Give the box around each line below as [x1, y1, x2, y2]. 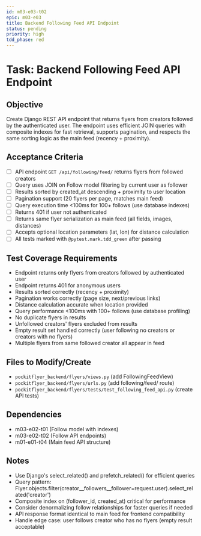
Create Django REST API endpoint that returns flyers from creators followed [6, 116, 193, 122]
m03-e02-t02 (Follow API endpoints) [14, 432, 107, 439]
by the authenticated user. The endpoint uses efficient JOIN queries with [6, 122, 186, 129]
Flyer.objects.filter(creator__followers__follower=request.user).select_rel [14, 484, 193, 491]
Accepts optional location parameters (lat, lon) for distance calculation [14, 228, 189, 235]
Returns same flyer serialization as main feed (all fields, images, [14, 215, 173, 223]
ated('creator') [14, 491, 51, 498]
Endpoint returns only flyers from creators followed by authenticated [14, 269, 185, 276]
